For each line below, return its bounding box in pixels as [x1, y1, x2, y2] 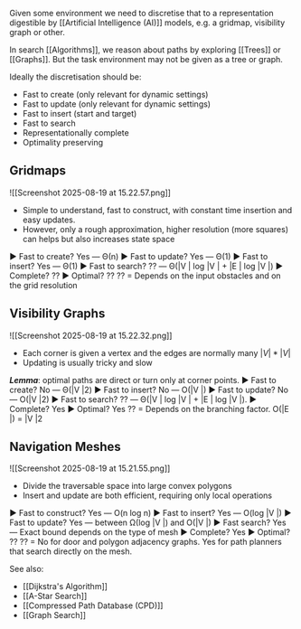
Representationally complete [22, 127, 129, 138]
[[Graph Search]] [22, 610, 87, 621]
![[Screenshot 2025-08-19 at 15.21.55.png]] [9, 463, 171, 474]
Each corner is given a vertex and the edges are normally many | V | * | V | [22, 347, 291, 358]
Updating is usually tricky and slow [22, 357, 154, 368]
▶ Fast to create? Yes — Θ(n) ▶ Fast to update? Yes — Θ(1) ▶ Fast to [9, 250, 268, 261]
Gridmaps [9, 163, 66, 179]
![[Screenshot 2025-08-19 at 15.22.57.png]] [9, 187, 172, 198]
